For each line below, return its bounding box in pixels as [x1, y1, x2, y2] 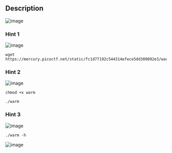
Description [5, 4, 44, 13]
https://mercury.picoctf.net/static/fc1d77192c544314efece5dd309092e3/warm [5, 56, 170, 62]
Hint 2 [5, 69, 21, 76]
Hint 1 [5, 30, 19, 37]
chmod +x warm [5, 90, 36, 95]
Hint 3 [5, 111, 21, 118]
